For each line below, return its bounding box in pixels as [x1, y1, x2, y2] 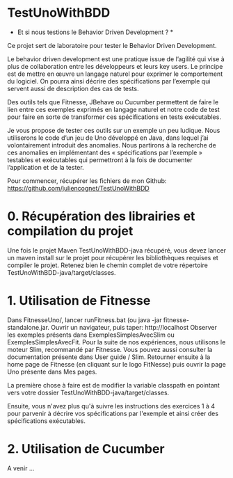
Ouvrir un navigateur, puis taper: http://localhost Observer [51, 323, 217, 331]
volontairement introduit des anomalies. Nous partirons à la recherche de [7, 141, 217, 149]
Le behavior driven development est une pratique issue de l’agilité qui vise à [7, 54, 225, 63]
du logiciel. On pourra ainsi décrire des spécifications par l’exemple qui [7, 77, 211, 85]
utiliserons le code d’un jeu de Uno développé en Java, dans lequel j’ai [7, 134, 209, 142]
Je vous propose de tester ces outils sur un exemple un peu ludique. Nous [7, 126, 220, 134]
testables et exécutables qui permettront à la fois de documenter [7, 155, 193, 164]
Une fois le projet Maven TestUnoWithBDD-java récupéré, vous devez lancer [7, 246, 227, 255]
